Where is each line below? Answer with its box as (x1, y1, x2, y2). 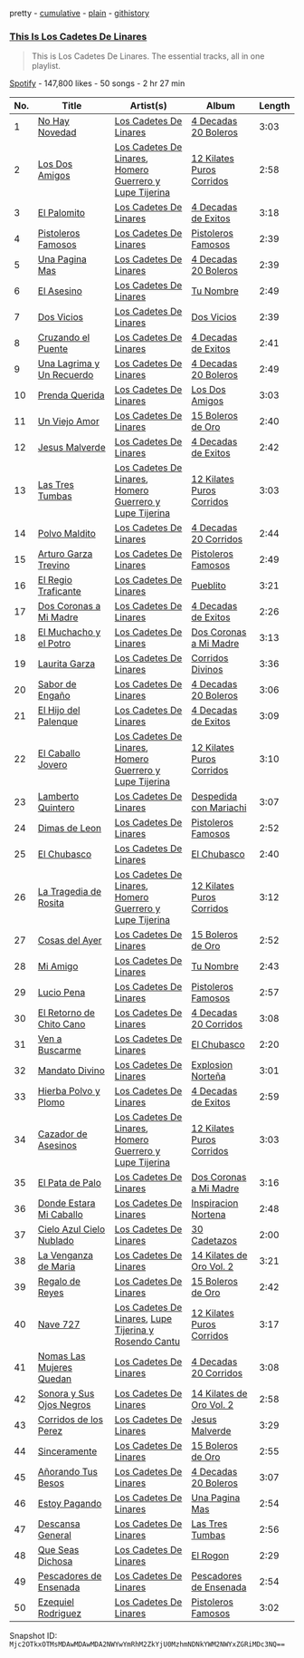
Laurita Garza (37, 657, 96, 670)
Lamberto (37, 790, 80, 803)
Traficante (37, 585, 81, 597)
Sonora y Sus (37, 1387, 95, 1400)
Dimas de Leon (37, 822, 102, 835)
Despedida (191, 790, 238, 803)
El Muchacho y (37, 625, 101, 638)
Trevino (37, 559, 71, 572)
